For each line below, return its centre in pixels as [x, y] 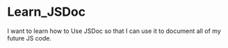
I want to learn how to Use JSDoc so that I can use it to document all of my [114, 31]
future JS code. [30, 38]
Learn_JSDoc [46, 12]
